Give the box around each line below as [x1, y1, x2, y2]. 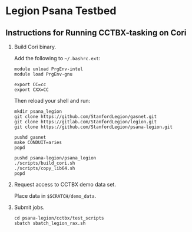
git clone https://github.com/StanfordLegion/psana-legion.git [14, 124, 173, 130]
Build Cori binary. [14, 43, 57, 50]
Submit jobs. [14, 204, 45, 211]
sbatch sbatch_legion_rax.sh [14, 220, 86, 226]
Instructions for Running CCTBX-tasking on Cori [5, 28, 187, 38]
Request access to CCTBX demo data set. [14, 181, 116, 188]
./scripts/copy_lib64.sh [14, 165, 75, 171]
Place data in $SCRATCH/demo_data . [14, 192, 97, 199]
